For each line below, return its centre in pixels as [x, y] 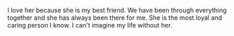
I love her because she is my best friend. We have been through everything [117, 10]
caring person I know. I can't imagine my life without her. [90, 25]
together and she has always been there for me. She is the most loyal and [115, 18]
